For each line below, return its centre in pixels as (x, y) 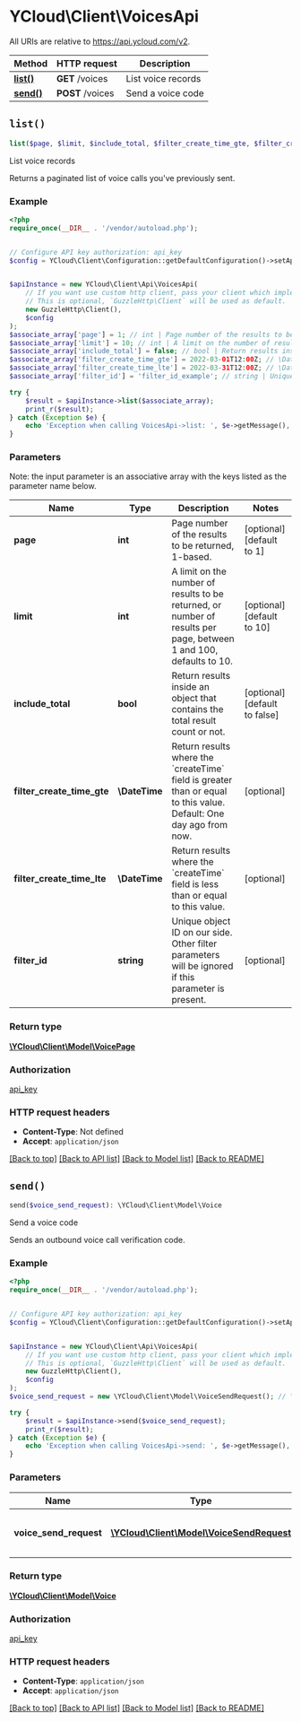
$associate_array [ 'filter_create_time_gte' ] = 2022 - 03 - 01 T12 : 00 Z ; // (142, 360)
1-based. (192, 557)
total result (194, 721)
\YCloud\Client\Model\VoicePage (73, 1046)
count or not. (198, 732)
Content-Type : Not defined (73, 1132)
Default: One (198, 813)
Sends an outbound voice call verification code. (97, 1240)
